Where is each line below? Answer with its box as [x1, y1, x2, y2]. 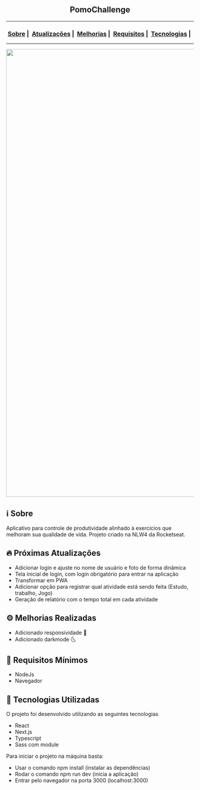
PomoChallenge [70, 5, 130, 15]
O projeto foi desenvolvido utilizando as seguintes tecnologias [6, 711, 159, 718]
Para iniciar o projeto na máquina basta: [6, 752, 104, 760]
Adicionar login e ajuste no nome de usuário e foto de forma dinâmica [14, 564, 186, 571]
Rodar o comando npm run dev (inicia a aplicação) [14, 770, 139, 778]
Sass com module [14, 741, 60, 748]
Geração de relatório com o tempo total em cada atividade [14, 595, 158, 603]
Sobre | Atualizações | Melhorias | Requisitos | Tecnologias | [8, 29, 192, 38]
